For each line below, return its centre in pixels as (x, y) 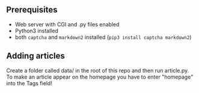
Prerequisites (32, 10)
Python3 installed (36, 31)
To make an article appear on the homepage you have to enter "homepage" (100, 77)
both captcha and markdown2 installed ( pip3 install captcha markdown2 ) (103, 37)
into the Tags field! (29, 83)
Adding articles (35, 56)
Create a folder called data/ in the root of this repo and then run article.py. (98, 70)
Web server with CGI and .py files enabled (67, 24)
